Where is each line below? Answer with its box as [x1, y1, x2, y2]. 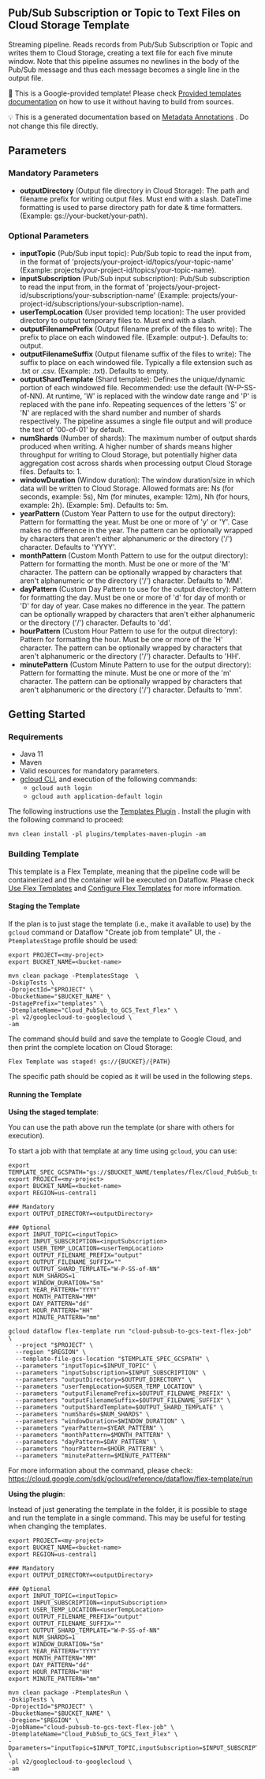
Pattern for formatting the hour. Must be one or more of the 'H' [19, 634, 223, 644]
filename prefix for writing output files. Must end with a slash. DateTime [19, 194, 252, 204]
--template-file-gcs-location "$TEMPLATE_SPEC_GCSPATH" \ [15, 1355, 211, 1363]
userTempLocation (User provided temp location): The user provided [19, 307, 246, 317]
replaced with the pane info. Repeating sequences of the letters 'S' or [19, 399, 246, 409]
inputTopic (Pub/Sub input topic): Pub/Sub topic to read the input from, [19, 248, 252, 258]
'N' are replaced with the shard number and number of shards [19, 408, 222, 417]
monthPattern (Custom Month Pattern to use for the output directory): [19, 551, 248, 560]
